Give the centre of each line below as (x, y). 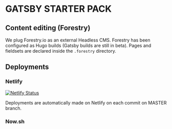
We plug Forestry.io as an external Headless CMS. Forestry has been (78, 40)
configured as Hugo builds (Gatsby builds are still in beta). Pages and (78, 46)
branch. (14, 108)
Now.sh (15, 121)
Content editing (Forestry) (48, 28)
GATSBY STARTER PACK (58, 9)
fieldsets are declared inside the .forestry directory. (61, 51)
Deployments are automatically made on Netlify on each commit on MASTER (86, 102)
